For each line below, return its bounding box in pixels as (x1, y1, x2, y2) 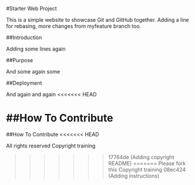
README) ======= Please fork (108, 160, 186, 167)
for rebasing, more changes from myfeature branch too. (6, 23, 142, 29)
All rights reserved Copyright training (6, 142, 96, 149)
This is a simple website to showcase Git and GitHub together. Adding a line (6, 16, 189, 23)
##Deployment (6, 79, 42, 86)
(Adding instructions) (108, 172, 160, 179)
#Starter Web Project (6, 5, 57, 12)
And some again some (6, 68, 60, 75)
